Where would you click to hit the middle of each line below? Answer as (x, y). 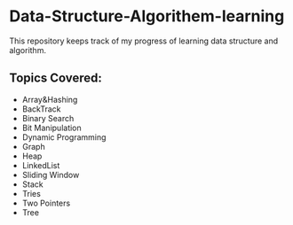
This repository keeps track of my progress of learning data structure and (144, 41)
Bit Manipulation (51, 128)
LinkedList (41, 165)
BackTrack (41, 109)
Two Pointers (46, 203)
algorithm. (28, 50)
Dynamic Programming (64, 137)
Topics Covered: (55, 78)
